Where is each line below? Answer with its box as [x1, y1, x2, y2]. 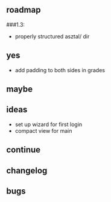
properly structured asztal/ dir [14, 33, 90, 40]
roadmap [6, 5, 41, 15]
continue [6, 145, 41, 155]
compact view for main [14, 127, 72, 134]
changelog [6, 165, 48, 175]
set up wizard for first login [14, 121, 83, 128]
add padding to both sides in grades [14, 66, 106, 73]
